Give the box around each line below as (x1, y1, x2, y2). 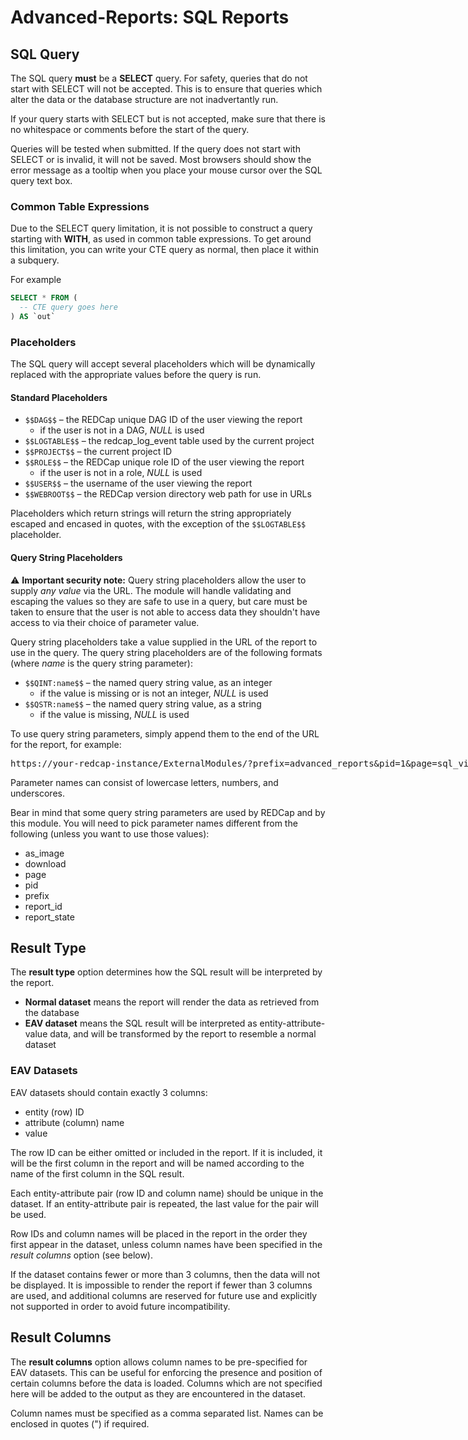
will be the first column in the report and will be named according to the (10, 1157, 305, 1169)
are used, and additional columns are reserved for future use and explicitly (10, 1289, 318, 1301)
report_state (24, 911, 75, 923)
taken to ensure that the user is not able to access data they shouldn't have (10, 606, 321, 618)
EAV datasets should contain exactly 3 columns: (10, 1086, 208, 1098)
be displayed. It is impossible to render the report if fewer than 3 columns (10, 1279, 313, 1291)
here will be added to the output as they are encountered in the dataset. (10, 1387, 306, 1400)
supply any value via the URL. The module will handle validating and (10, 584, 292, 596)
